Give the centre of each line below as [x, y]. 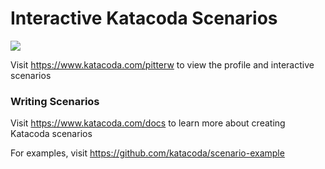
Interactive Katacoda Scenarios [144, 18]
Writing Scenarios [55, 101]
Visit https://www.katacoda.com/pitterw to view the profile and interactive [162, 64]
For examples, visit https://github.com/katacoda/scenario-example [147, 153]
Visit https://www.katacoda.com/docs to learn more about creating [148, 123]
